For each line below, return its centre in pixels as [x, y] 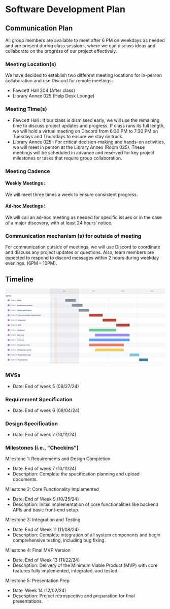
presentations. [28, 601]
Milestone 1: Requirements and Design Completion [58, 459]
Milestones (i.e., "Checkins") [42, 448]
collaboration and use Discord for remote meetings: [59, 81]
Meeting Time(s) [26, 109]
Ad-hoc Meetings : [25, 206]
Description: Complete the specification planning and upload [76, 474]
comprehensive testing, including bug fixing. [59, 540]
